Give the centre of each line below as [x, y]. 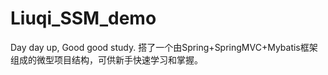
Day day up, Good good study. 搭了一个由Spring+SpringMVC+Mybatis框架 [164, 47]
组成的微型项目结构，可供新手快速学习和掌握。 [106, 59]
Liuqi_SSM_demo [83, 18]
